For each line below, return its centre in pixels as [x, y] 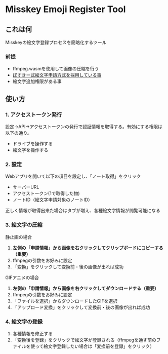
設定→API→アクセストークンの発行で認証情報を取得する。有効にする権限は [84, 126]
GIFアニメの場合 [22, 278]
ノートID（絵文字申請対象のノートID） [52, 200]
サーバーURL [26, 187]
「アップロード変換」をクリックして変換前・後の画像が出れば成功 [81, 307]
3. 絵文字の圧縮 [24, 225]
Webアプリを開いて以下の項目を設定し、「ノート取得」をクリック [73, 176]
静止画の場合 [18, 237]
